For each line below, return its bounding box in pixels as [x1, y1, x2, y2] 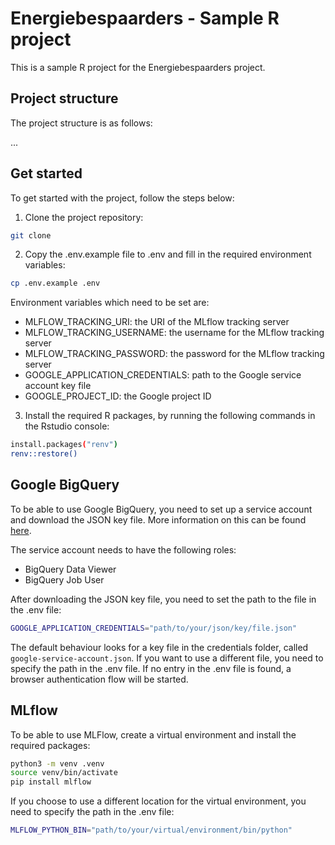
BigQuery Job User [24, 573, 105, 586]
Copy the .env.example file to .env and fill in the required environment [24, 248, 312, 261]
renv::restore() [10, 449, 78, 459]
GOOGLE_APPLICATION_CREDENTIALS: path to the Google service [24, 369, 302, 381]
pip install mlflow [10, 777, 92, 787]
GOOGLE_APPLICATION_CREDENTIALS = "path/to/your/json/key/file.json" [10, 623, 298, 633]
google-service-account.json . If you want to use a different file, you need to [10, 652, 324, 664]
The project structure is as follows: [10, 117, 153, 129]
